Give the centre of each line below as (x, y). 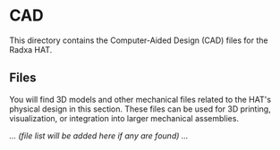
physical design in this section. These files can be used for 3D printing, (140, 109)
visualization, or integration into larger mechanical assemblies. (124, 118)
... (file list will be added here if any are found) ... (99, 136)
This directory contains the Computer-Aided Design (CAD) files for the (139, 40)
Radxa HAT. (31, 49)
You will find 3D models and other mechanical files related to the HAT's (140, 99)
